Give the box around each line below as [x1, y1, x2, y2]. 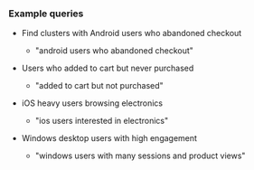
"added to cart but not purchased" [34, 80, 164, 91]
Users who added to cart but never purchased [21, 62, 194, 74]
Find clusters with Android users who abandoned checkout [21, 28, 242, 39]
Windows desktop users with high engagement [21, 133, 198, 144]
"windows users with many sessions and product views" [34, 150, 246, 161]
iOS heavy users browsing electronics [21, 98, 164, 109]
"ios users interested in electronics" [34, 116, 169, 127]
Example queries [8, 7, 84, 20]
